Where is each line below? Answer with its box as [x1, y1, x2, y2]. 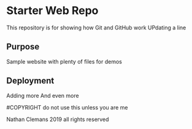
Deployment [6, 76, 55, 86]
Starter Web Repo [6, 4, 99, 18]
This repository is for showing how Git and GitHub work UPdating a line [6, 24, 186, 31]
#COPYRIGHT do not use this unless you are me [6, 103, 128, 111]
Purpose [6, 42, 40, 52]
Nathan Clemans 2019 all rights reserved [6, 116, 109, 123]
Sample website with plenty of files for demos [6, 57, 123, 65]
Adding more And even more [6, 92, 79, 99]
